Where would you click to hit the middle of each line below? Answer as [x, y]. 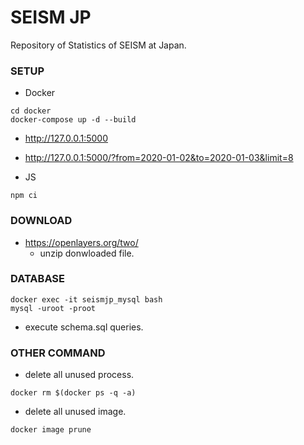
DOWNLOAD [41, 221]
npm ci [24, 196]
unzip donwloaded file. [87, 253]
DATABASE [38, 279]
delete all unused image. [75, 412]
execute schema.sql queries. [84, 327]
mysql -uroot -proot [53, 308]
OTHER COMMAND [58, 353]
